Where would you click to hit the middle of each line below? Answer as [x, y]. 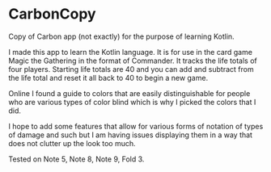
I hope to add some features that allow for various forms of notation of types [136, 126]
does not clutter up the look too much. [72, 143]
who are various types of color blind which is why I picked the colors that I [132, 102]
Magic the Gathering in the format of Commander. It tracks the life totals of [133, 61]
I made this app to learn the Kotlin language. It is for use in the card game [131, 52]
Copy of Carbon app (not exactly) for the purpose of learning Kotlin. [121, 36]
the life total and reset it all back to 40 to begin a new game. [108, 78]
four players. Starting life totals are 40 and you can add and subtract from [131, 69]
